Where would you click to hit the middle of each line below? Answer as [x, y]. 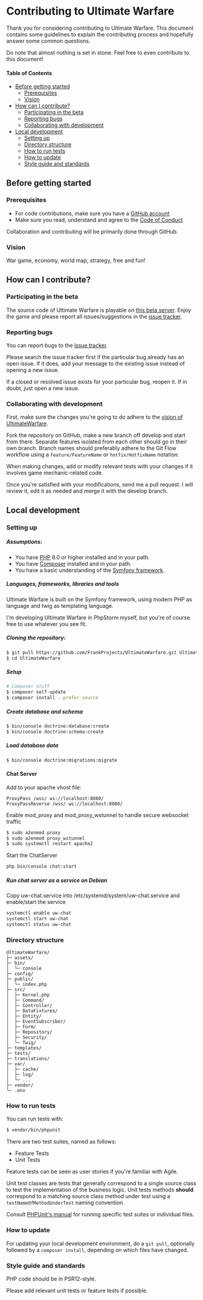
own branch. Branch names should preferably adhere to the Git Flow [91, 448]
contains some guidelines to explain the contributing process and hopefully [100, 34]
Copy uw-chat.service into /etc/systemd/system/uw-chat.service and [93, 895]
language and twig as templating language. [60, 605]
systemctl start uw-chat [37, 919]
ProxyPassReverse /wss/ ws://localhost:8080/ [64, 804]
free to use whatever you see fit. [47, 624]
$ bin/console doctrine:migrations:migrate [62, 760]
